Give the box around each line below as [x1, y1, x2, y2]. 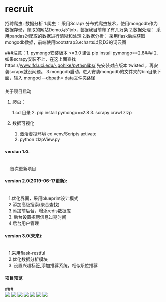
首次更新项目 [9, 165, 36, 171]
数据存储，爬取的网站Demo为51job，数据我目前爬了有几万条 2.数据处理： [5, 26, 155, 33]
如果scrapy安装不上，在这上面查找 [5, 56, 76, 62]
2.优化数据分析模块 [8, 256, 48, 262]
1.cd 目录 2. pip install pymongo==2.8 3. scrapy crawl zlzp [12, 110, 132, 116]
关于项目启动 [5, 88, 31, 94]
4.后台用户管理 [8, 220, 39, 226]
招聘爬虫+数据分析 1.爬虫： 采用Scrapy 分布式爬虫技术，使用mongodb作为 [5, 20, 158, 26]
